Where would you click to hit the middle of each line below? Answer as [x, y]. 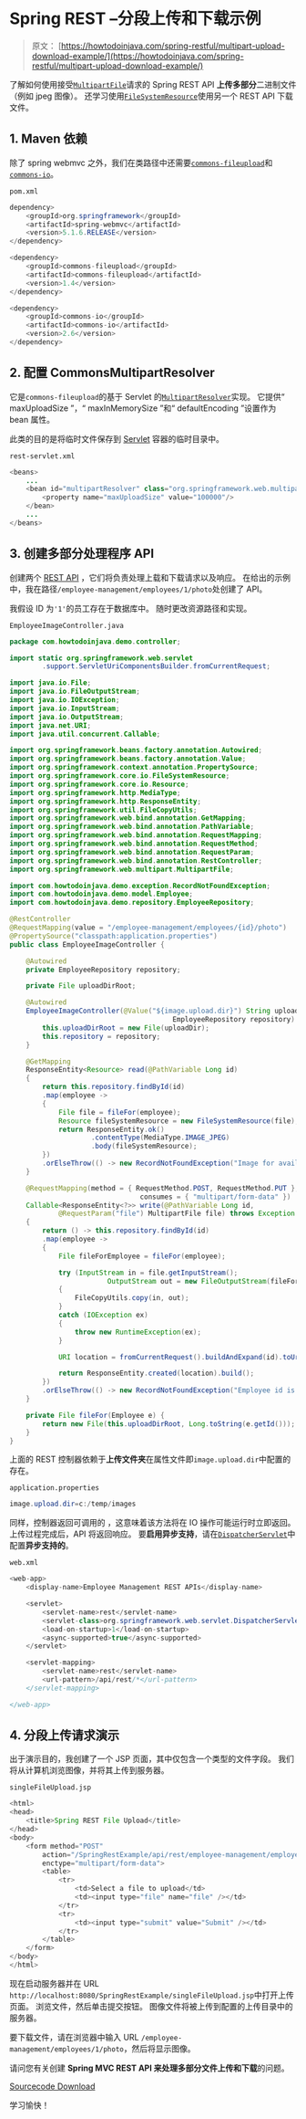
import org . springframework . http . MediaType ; [95, 792]
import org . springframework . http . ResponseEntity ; [106, 801]
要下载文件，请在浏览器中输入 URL [74, 2037]
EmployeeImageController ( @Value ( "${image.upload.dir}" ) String [148, 1011]
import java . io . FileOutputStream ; [75, 692]
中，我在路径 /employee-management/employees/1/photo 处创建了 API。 [138, 589]
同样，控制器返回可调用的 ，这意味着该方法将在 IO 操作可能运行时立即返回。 [153, 1523]
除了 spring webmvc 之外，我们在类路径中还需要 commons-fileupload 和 [141, 163]
